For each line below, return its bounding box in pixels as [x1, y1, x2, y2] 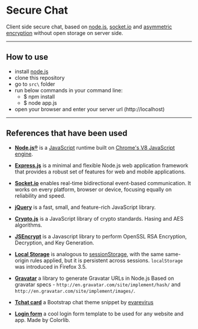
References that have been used [6, 128, 128, 138]
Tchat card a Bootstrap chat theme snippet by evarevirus [14, 298, 154, 305]
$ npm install [23, 93, 55, 100]
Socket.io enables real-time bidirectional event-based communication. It [14, 179, 192, 186]
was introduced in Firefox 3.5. [14, 263, 87, 270]
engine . [14, 150, 34, 157]
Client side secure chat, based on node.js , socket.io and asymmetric [6, 23, 173, 30]
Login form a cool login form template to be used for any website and [14, 310, 184, 317]
